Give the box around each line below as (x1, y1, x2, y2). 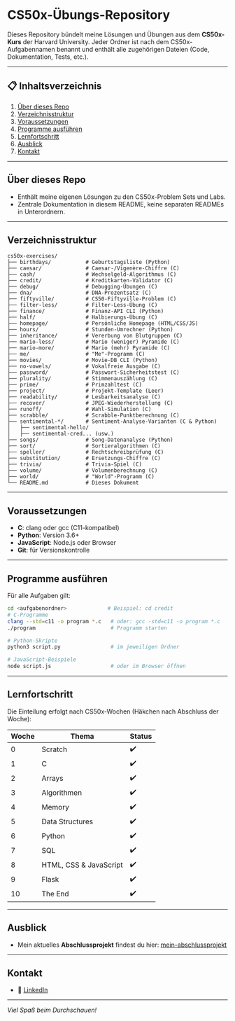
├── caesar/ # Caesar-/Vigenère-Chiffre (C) (7, 265, 180, 272)
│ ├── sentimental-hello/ (7, 424, 90, 431)
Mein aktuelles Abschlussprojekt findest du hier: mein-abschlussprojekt (17, 940, 227, 949)
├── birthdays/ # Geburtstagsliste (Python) (7, 259, 171, 266)
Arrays (41, 774, 64, 784)
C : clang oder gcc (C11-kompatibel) (17, 524, 120, 532)
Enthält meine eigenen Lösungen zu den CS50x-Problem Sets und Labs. (17, 193, 226, 201)
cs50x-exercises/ (7, 253, 58, 260)
